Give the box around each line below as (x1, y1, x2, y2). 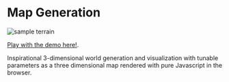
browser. (7, 68, 32, 77)
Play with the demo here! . (7, 40, 79, 49)
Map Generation (7, 5, 101, 20)
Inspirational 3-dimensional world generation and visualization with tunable (7, 53, 219, 62)
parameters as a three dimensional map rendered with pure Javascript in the (7, 61, 223, 69)
